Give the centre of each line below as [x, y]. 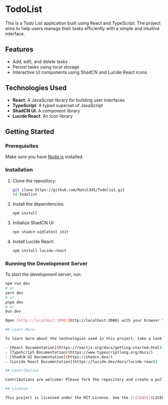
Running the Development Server [46, 263]
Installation [19, 170]
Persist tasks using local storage [46, 67]
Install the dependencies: [38, 204]
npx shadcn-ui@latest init [40, 232]
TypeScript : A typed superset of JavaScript [57, 105]
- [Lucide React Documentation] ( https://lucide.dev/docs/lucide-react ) [81, 361]
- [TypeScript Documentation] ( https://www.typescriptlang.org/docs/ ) [79, 352]
